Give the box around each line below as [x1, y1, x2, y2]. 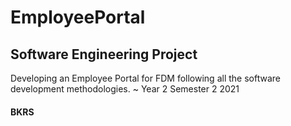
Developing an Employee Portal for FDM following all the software [10, 72, 281, 84]
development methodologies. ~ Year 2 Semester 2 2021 [10, 83, 240, 95]
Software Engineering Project [10, 46, 198, 63]
